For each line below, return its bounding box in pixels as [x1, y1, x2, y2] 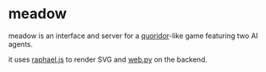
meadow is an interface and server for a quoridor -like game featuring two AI [8, 31, 259, 40]
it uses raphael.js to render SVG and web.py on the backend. [8, 55, 208, 64]
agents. [8, 39, 33, 48]
